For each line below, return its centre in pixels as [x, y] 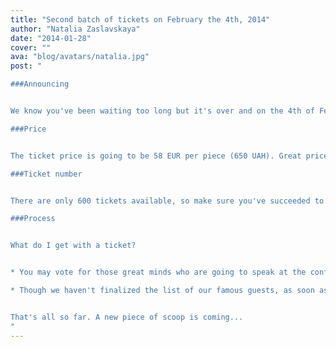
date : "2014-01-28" [51, 38]
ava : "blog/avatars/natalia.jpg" [80, 57]
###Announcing [40, 84]
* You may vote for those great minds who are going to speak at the [158, 272]
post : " [26, 66]
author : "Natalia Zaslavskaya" [75, 29]
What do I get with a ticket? [73, 246]
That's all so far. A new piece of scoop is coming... [127, 317]
